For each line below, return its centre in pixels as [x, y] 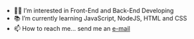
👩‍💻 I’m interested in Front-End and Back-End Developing [94, 11]
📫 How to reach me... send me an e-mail [72, 28]
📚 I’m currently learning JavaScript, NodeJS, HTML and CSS [100, 18]
